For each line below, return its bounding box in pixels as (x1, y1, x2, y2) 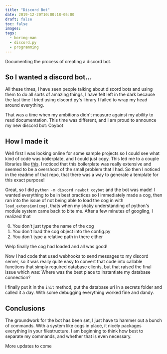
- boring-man (9, 36, 37, 41)
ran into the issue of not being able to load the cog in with (5, 198, 124, 204)
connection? (5, 274, 31, 281)
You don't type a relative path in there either (12, 234, 103, 240)
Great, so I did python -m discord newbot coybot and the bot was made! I (5, 187, 156, 193)
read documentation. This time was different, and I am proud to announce (5, 117, 157, 123)
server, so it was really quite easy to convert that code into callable (5, 259, 143, 265)
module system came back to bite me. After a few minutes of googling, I (5, 208, 153, 214)
